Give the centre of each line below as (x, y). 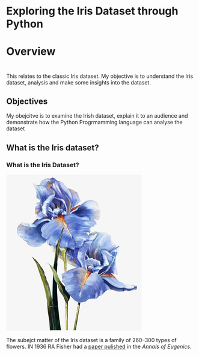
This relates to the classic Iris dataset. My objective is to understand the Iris (100, 76)
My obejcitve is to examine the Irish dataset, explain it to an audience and (97, 116)
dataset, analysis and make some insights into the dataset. (79, 82)
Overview (31, 52)
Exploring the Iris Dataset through (92, 11)
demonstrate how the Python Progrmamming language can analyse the (94, 122)
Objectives (27, 101)
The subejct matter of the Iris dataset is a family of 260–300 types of (92, 340)
